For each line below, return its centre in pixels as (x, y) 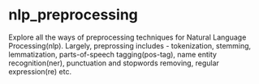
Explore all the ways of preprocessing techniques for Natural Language (127, 37)
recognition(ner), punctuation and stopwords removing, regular (114, 63)
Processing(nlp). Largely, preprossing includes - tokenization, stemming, (130, 45)
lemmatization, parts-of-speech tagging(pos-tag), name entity (113, 54)
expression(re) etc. (40, 71)
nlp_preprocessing (73, 15)
